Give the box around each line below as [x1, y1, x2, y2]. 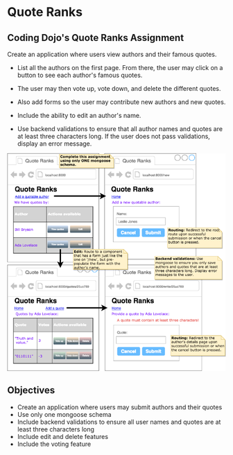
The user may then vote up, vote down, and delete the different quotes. [17, 85, 221, 92]
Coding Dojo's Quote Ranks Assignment [7, 32, 184, 44]
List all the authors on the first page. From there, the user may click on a [17, 64, 223, 71]
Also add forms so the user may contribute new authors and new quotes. [17, 98, 226, 106]
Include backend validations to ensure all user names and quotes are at [17, 418, 221, 426]
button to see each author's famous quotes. [17, 71, 143, 79]
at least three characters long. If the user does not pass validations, [17, 132, 210, 140]
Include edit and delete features [17, 432, 109, 440]
